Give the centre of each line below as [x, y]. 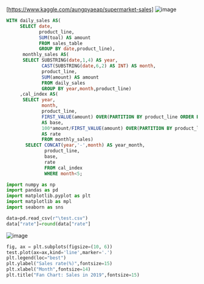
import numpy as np [31, 185]
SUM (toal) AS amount [65, 37]
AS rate [51, 134]
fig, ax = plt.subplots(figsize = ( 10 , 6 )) [59, 247]
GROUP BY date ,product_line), [77, 49]
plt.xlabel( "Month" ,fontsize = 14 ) [49, 269]
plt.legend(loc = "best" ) [36, 258]
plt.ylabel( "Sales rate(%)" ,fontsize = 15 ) [59, 264]
